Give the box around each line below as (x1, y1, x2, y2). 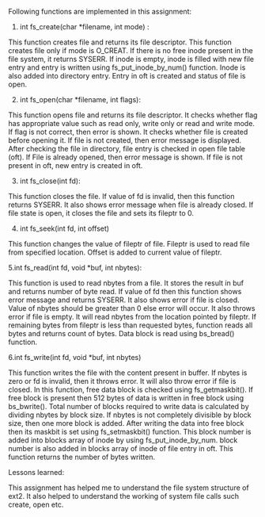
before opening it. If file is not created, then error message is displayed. (8, 136, 242, 145)
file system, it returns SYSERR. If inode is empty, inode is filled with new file (8, 55, 255, 63)
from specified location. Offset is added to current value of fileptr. (8, 247, 222, 257)
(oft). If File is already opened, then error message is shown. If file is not (8, 152, 243, 162)
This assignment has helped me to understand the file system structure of (8, 483, 249, 492)
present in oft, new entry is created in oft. (8, 161, 143, 170)
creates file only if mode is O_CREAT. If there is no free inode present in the (8, 46, 253, 55)
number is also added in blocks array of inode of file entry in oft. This (8, 444, 233, 453)
